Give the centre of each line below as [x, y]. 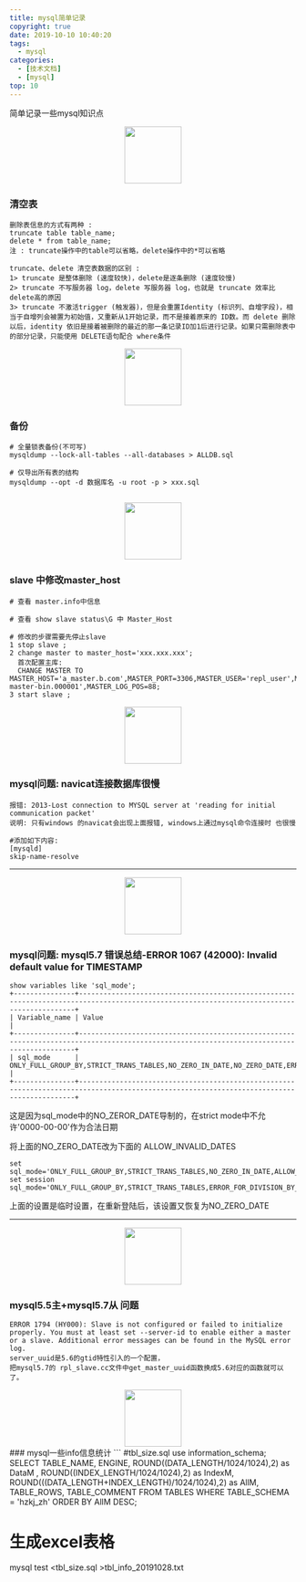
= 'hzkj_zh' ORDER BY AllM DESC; [73, 1502]
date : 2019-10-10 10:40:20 [61, 35]
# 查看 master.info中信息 [55, 602]
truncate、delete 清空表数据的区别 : [75, 268]
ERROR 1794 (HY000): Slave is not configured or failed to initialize [146, 1325]
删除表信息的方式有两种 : [51, 225]
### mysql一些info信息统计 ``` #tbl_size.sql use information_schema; [138, 1453]
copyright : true [40, 26]
